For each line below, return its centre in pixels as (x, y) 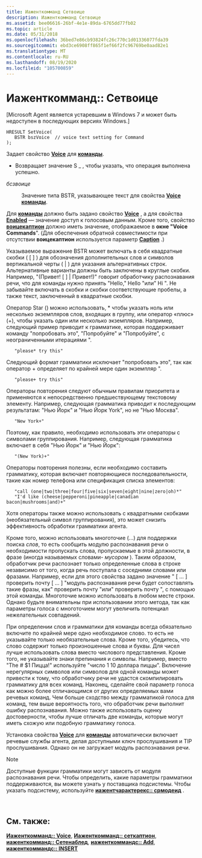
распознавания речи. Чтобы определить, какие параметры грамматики (99, 778)
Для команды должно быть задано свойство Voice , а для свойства (94, 214)
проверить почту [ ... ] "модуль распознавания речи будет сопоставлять (100, 583)
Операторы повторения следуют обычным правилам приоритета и (93, 391)
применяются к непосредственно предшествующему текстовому (91, 397)
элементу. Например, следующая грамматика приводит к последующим (101, 404)
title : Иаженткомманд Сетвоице (46, 12)
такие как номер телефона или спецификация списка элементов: (91, 481)
